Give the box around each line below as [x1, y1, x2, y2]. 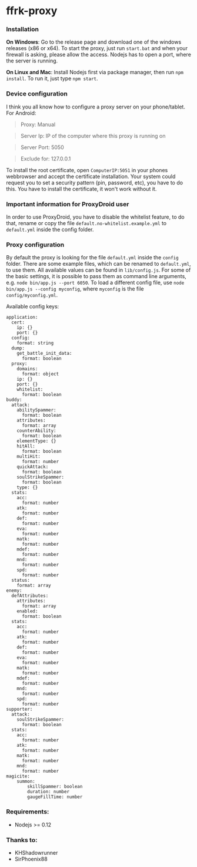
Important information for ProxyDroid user [6, 200, 129, 208]
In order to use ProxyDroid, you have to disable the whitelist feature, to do [6, 213, 185, 220]
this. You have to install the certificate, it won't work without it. [6, 185, 157, 192]
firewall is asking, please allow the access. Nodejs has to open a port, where [6, 51, 191, 58]
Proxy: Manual [20, 121, 56, 128]
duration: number [27, 789, 69, 795]
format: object [21, 371, 59, 377]
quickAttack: [16, 464, 49, 470]
